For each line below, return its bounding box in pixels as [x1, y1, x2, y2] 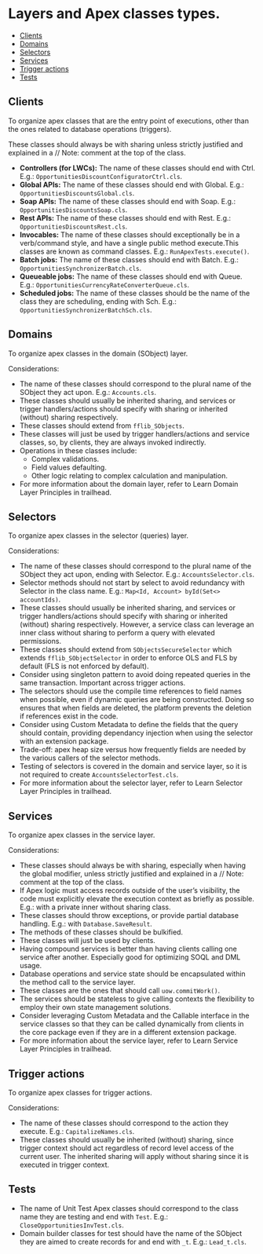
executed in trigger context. [19, 1160, 110, 1169]
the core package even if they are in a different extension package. [19, 1028, 237, 1037]
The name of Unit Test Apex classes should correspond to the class [19, 1203, 239, 1213]
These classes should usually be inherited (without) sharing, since [19, 1135, 234, 1144]
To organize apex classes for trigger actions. [8, 1088, 153, 1097]
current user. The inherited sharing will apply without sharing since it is [19, 1152, 249, 1161]
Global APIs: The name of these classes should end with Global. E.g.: [19, 180, 245, 189]
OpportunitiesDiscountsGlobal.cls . [19, 188, 135, 197]
